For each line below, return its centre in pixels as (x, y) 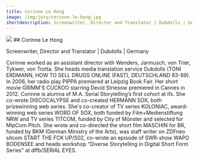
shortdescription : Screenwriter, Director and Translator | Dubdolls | (96, 22)
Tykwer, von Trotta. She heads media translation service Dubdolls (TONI (94, 69)
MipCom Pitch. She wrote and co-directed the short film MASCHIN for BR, (96, 125)
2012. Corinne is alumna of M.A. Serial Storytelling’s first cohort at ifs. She (96, 94)
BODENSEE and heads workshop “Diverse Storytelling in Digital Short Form (97, 144)
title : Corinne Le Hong (35, 11)
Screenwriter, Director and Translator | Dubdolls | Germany (77, 51)
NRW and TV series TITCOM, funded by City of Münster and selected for (95, 119)
